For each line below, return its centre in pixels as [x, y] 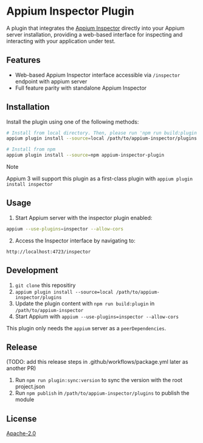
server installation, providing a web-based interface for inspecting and [95, 34]
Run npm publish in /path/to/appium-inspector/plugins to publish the [102, 393]
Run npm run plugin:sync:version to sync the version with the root [99, 380]
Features [23, 60]
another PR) [21, 368]
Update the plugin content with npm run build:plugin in [85, 303]
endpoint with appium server [51, 81]
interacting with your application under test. [61, 41]
